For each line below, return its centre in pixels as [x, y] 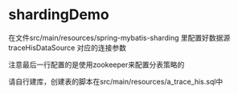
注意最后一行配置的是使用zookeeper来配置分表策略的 [96, 65]
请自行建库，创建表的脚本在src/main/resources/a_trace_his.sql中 [116, 81]
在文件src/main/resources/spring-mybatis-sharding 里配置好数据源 [119, 37]
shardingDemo [59, 15]
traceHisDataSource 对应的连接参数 [68, 47]
